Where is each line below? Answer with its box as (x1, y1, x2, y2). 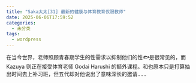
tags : (6, 31, 20, 37)
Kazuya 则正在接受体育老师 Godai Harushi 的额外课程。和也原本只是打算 (6, 63, 185, 70)
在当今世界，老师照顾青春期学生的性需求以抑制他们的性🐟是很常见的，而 (6, 54, 186, 60)
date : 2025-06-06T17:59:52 (6, 14, 74, 20)
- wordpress (11, 36, 42, 42)
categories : (6, 20, 36, 26)
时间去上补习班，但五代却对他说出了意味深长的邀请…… (11, 70, 147, 78)
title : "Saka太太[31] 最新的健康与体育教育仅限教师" (6, 8, 126, 15)
